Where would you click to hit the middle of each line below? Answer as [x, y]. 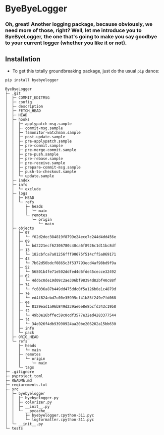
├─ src [12, 389]
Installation [23, 59]
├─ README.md [19, 380]
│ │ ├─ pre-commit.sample [34, 145]
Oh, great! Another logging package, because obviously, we [79, 24]
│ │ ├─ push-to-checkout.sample [41, 172]
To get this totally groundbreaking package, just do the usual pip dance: [86, 71]
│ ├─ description [24, 106]
